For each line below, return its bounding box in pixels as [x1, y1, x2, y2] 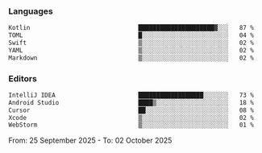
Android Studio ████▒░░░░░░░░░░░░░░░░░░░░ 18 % [8, 98, 254, 106]
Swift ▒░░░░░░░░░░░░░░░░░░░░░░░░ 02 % [8, 39, 254, 48]
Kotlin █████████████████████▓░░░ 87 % [8, 24, 254, 32]
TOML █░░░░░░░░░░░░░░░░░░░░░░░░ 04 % [8, 31, 254, 39]
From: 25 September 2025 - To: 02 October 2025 [8, 135, 173, 146]
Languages [8, 6, 54, 17]
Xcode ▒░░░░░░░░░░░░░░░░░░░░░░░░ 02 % [8, 114, 254, 122]
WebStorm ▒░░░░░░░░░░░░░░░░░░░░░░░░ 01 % [8, 121, 254, 130]
